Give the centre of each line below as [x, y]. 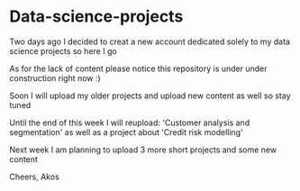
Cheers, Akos [35, 177]
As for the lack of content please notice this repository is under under [138, 68]
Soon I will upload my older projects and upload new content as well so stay [150, 95]
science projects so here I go [63, 50]
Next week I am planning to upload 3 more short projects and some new [143, 150]
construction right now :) [55, 77]
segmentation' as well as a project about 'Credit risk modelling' [126, 132]
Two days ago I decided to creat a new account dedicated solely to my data [150, 41]
